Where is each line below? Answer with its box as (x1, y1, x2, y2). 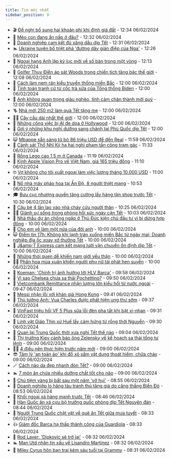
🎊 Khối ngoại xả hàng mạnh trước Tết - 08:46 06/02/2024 (12, 394, 135, 400)
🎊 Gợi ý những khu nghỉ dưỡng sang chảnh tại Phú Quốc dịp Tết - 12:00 (12, 125, 163, 132)
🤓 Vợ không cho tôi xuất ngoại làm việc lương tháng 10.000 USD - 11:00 (12, 169, 164, 175)
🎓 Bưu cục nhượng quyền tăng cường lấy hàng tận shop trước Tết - (12, 191, 156, 198)
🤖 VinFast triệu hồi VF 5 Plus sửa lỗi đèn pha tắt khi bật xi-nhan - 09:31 (12, 308, 162, 314)
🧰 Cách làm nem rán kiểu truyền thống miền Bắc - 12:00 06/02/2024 (12, 80, 158, 86)
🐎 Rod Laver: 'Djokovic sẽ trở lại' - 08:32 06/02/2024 (12, 433, 125, 440)
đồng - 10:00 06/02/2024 (12, 221, 67, 227)
